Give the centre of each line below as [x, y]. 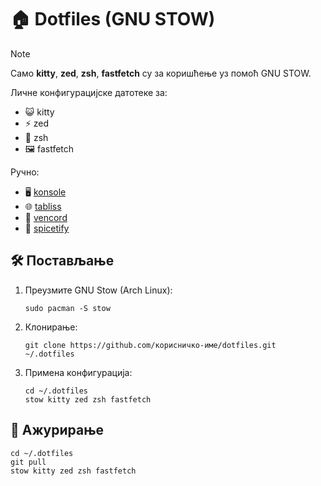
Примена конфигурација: [78, 372]
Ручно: [25, 172]
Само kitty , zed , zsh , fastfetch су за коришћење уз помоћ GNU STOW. [161, 73]
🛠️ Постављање [62, 261]
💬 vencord [46, 217]
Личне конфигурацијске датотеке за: [89, 92]
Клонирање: [51, 327]
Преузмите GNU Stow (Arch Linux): [98, 290]
